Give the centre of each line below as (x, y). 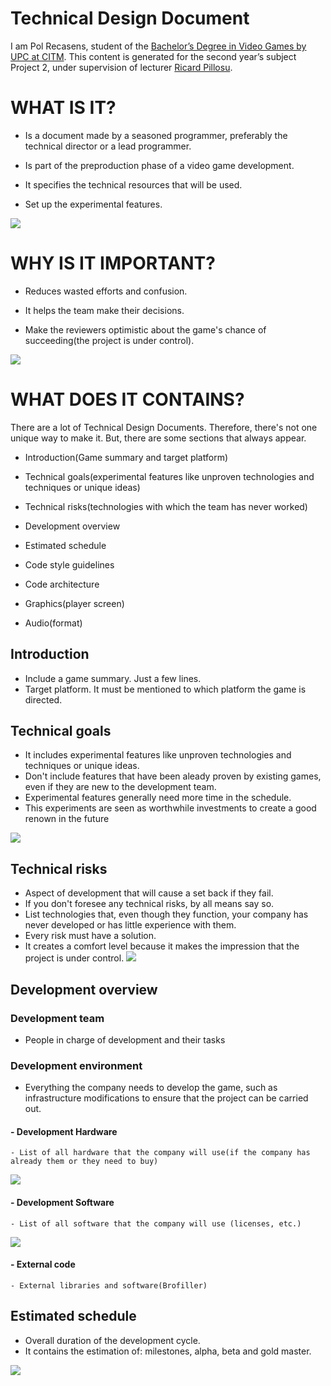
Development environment (76, 1065)
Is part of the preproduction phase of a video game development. (159, 165)
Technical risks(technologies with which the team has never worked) (166, 506)
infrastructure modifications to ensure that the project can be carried (166, 1098)
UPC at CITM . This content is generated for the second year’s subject (153, 56)
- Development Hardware (64, 1131)
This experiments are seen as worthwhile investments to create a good (170, 808)
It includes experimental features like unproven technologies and (158, 755)
